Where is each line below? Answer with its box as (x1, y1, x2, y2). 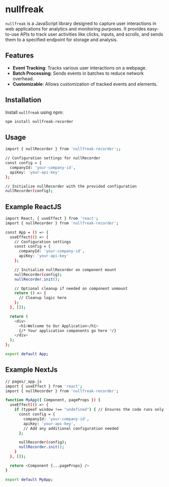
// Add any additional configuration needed (23, 426, 119, 431)
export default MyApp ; (5, 477, 53, 482)
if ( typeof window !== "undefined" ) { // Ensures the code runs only (14, 407, 164, 412)
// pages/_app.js (5, 379, 42, 384)
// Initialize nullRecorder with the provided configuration (5, 184, 137, 189)
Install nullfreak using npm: (5, 109, 64, 115)
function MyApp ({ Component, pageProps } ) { (5, 398, 101, 403)
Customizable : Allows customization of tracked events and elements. (12, 81, 158, 87)
